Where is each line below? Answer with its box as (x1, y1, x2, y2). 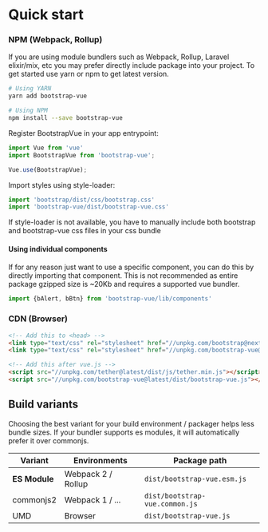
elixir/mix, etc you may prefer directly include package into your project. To (8, 61, 255, 70)
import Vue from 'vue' (8, 144, 84, 152)
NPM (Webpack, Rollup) (8, 34, 103, 46)
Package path (173, 455, 227, 466)
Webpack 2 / (64, 468, 113, 479)
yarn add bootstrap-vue (8, 92, 88, 101)
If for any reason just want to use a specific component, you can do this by (8, 262, 254, 272)
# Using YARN (8, 85, 52, 93)
